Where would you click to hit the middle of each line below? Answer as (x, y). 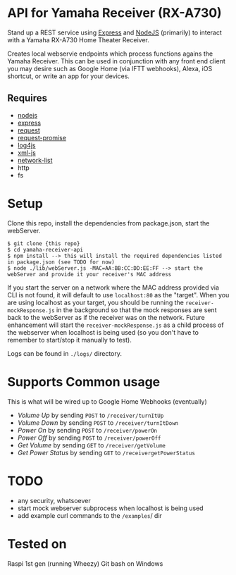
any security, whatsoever (54, 500)
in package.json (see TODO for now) (61, 262)
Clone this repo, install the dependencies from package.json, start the (108, 223)
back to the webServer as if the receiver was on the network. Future (106, 317)
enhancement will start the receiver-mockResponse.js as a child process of (116, 325)
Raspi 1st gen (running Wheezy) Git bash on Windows (85, 563)
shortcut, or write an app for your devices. (69, 76)
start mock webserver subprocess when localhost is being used (110, 508)
